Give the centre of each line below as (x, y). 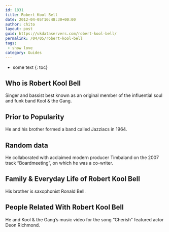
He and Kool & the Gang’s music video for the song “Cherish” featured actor (84, 219)
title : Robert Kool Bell (31, 15)
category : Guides (24, 53)
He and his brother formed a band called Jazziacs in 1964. (66, 129)
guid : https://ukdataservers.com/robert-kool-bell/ (61, 34)
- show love (20, 48)
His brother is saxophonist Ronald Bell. (46, 191)
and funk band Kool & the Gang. (39, 101)
